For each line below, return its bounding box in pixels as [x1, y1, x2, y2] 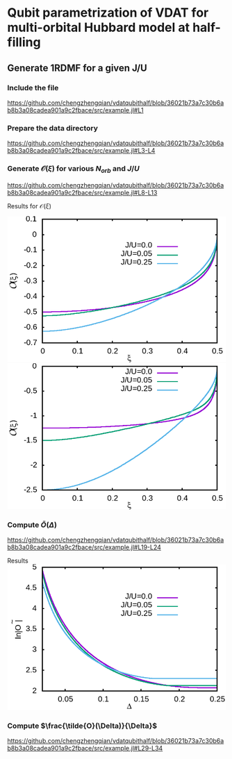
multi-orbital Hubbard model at [7, 19, 190, 35]
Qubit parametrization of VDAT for [7, 5, 209, 21]
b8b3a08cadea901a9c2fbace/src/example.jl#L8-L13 [7, 188, 158, 197]
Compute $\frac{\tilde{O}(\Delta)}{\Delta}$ [7, 721, 158, 731]
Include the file [7, 83, 59, 92]
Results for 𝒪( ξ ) [7, 201, 52, 210]
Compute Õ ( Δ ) [7, 519, 58, 529]
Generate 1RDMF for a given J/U [7, 62, 147, 74]
